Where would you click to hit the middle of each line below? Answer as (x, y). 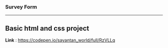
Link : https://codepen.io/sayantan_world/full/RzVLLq (60, 40)
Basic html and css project (47, 28)
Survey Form (21, 7)
